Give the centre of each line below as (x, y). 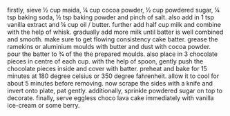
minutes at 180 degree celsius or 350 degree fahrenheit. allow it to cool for (113, 76)
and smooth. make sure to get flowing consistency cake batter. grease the (113, 39)
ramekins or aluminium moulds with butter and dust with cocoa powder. (109, 47)
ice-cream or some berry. (44, 105)
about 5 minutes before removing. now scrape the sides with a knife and (110, 83)
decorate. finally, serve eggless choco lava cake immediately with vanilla (111, 98)
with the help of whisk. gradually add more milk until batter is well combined (115, 32)
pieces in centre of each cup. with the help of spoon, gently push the (105, 61)
